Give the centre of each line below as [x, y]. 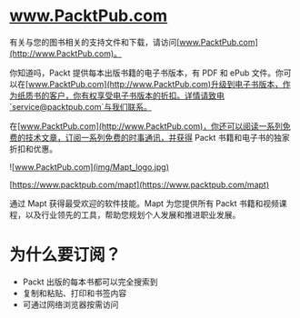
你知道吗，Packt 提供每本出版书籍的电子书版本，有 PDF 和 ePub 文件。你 [147, 73]
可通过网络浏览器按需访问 [70, 304]
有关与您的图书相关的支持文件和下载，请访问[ [95, 42]
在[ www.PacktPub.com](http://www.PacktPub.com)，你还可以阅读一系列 [146, 126]
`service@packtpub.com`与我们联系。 [80, 106]
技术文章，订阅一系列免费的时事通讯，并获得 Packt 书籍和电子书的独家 [157, 137]
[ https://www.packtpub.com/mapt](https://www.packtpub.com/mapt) [140, 184]
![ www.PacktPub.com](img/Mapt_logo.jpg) [90, 167]
